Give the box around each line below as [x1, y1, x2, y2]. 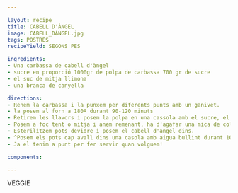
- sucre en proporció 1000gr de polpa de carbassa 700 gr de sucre [7, 69, 211, 76]
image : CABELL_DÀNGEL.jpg [7, 30, 84, 37]
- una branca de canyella [7, 82, 84, 89]
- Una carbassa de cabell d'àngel [7, 62, 110, 69]
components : [7, 153, 42, 160]
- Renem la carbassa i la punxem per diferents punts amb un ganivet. [7, 101, 220, 108]
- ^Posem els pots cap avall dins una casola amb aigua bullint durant [7, 134, 223, 141]
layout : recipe [7, 16, 52, 23]
